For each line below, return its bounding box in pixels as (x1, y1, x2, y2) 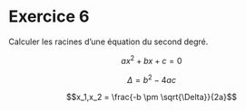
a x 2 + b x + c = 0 (121, 53, 182, 66)
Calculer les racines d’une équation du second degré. (8, 36, 209, 47)
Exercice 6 (8, 6, 90, 27)
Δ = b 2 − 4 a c (127, 72, 176, 85)
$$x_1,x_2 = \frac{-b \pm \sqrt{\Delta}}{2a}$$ (65, 92, 238, 103)
